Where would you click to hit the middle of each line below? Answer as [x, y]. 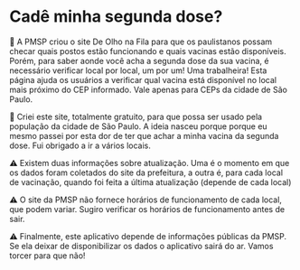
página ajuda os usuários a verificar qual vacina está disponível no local [143, 79]
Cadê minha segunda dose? [116, 17]
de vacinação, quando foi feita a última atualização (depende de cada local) [150, 182]
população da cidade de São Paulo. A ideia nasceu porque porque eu [139, 126]
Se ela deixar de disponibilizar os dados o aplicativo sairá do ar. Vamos [141, 246]
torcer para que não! [47, 256]
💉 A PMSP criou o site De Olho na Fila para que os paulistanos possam [141, 42]
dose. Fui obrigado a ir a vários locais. [80, 145]
